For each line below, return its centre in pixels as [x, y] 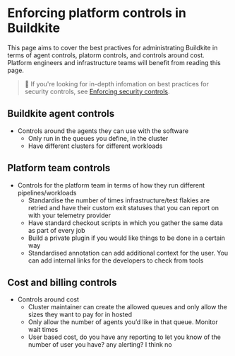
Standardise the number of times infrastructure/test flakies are [119, 200]
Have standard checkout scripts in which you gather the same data [126, 223]
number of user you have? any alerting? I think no [100, 345]
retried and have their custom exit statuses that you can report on [123, 207]
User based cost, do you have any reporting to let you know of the [124, 337]
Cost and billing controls [62, 282]
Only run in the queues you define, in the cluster [98, 138]
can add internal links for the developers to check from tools [116, 260]
